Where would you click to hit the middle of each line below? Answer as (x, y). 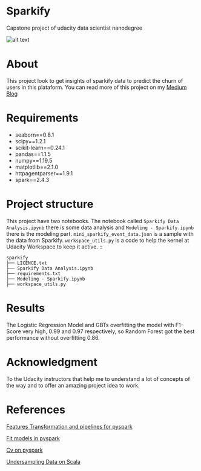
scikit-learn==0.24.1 (40, 148)
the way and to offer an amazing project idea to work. (73, 385)
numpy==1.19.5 (34, 160)
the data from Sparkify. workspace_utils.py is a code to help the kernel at (98, 240)
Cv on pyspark (25, 450)
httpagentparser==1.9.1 (44, 173)
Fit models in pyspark (33, 438)
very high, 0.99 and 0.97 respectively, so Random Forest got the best (108, 331)
